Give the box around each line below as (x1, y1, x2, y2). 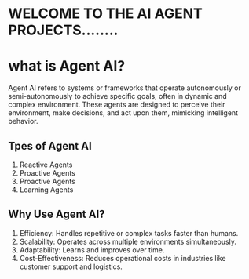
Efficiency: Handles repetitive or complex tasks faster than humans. (19, 228, 239, 237)
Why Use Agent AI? (8, 208, 105, 221)
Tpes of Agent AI (8, 139, 92, 153)
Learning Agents (19, 185, 74, 194)
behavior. (8, 117, 38, 126)
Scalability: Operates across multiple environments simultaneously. (19, 237, 237, 246)
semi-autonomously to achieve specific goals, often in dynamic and (8, 92, 227, 101)
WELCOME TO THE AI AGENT (8, 5, 203, 23)
